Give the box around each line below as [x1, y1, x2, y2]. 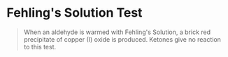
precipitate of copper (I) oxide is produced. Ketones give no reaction [23, 35, 222, 43]
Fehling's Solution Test [6, 5, 143, 21]
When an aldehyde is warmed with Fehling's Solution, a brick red [23, 28, 211, 36]
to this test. [23, 42, 57, 51]
